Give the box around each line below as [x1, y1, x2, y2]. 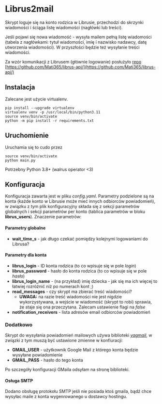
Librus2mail [5, 3, 54, 15]
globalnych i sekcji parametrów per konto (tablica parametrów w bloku [5, 209, 146, 214]
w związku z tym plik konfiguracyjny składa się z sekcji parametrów [5, 204, 140, 210]
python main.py [5, 158, 36, 163]
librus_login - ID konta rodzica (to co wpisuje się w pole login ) [12, 263, 136, 269]
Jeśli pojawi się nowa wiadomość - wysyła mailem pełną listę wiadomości [5, 34, 152, 40]
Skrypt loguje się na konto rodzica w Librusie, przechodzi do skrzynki [5, 19, 144, 25]
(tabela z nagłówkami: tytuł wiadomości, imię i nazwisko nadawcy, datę [5, 39, 147, 45]
